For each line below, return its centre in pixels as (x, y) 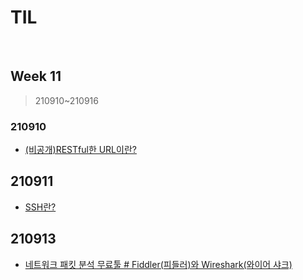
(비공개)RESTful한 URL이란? (80, 150)
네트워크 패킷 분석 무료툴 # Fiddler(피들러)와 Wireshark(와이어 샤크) (158, 264)
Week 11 (36, 76)
